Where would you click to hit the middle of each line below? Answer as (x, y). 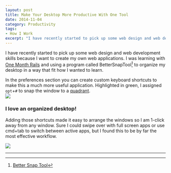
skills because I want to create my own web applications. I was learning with (85, 58)
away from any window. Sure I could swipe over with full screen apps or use (85, 125)
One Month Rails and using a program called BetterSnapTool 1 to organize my (85, 64)
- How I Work (19, 34)
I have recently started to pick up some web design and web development (83, 53)
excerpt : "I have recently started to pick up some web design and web (83, 39)
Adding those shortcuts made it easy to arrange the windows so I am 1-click (85, 120)
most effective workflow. (31, 136)
